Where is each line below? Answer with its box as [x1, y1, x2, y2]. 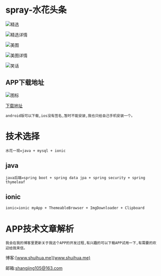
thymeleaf [5, 180, 26, 184]
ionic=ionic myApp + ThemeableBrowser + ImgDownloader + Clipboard [5, 205, 145, 211]
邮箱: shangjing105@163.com [5, 265, 63, 271]
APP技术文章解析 [5, 223, 74, 234]
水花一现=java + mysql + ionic [5, 148, 66, 153]
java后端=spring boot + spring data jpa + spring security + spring [5, 175, 145, 180]
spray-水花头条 [5, 4, 67, 16]
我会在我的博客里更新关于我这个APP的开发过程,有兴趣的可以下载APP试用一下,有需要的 [5, 240, 153, 246]
